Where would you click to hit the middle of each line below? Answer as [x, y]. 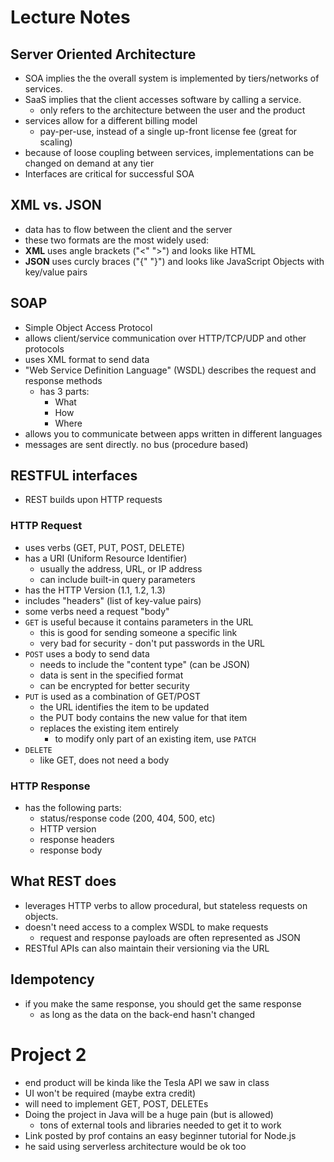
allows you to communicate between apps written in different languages [173, 433]
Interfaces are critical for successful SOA [109, 174]
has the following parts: [73, 808]
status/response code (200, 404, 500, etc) [127, 818]
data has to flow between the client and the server [128, 229]
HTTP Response [50, 786]
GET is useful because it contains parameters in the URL [139, 622]
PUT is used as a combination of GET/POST [112, 696]
